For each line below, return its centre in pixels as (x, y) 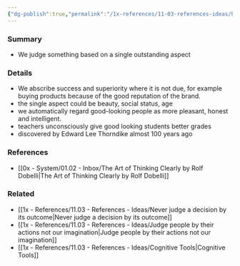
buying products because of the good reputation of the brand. (109, 96)
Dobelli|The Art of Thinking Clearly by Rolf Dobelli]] (93, 175)
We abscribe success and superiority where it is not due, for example (120, 88)
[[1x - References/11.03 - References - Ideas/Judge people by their (116, 225)
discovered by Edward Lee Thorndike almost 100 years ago (105, 134)
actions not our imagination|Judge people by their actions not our (114, 232)
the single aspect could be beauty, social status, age (95, 103)
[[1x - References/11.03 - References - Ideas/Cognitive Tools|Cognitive (121, 247)
